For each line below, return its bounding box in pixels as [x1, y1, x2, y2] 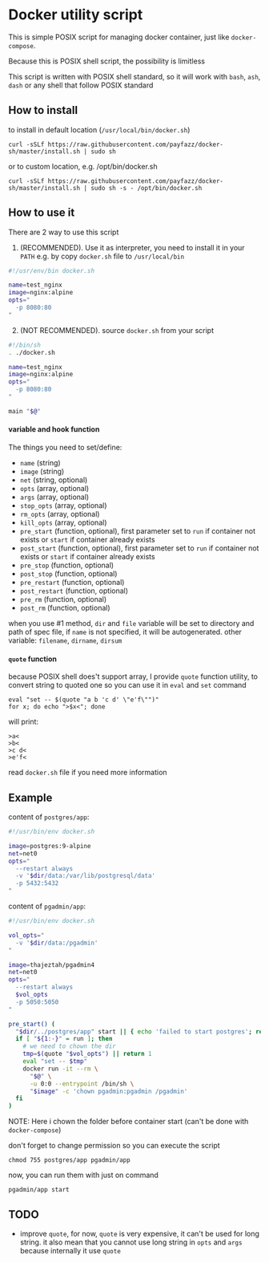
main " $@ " [8, 407, 42, 415]
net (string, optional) [19, 475, 88, 485]
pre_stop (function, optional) [19, 560, 114, 571]
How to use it [8, 206, 75, 220]
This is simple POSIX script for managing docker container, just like [8, 32, 230, 42]
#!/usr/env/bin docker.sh [8, 266, 94, 274]
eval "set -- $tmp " [22, 1058, 88, 1066]
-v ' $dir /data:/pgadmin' [15, 939, 98, 947]
